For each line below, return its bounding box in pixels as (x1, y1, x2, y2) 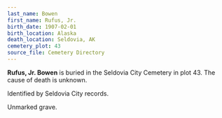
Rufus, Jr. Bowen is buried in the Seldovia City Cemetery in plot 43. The (7, 68, 216, 77)
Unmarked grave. (7, 103, 57, 111)
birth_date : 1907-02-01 (7, 23, 77, 30)
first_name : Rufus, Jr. (7, 17, 77, 24)
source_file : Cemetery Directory (7, 50, 105, 57)
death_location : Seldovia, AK (7, 36, 96, 43)
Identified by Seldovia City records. (7, 89, 109, 98)
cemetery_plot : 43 (7, 43, 61, 50)
